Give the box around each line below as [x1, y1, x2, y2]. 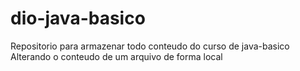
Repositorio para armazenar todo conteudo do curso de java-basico [10, 40, 290, 52]
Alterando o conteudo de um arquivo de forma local [10, 50, 223, 62]
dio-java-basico [10, 7, 146, 30]
